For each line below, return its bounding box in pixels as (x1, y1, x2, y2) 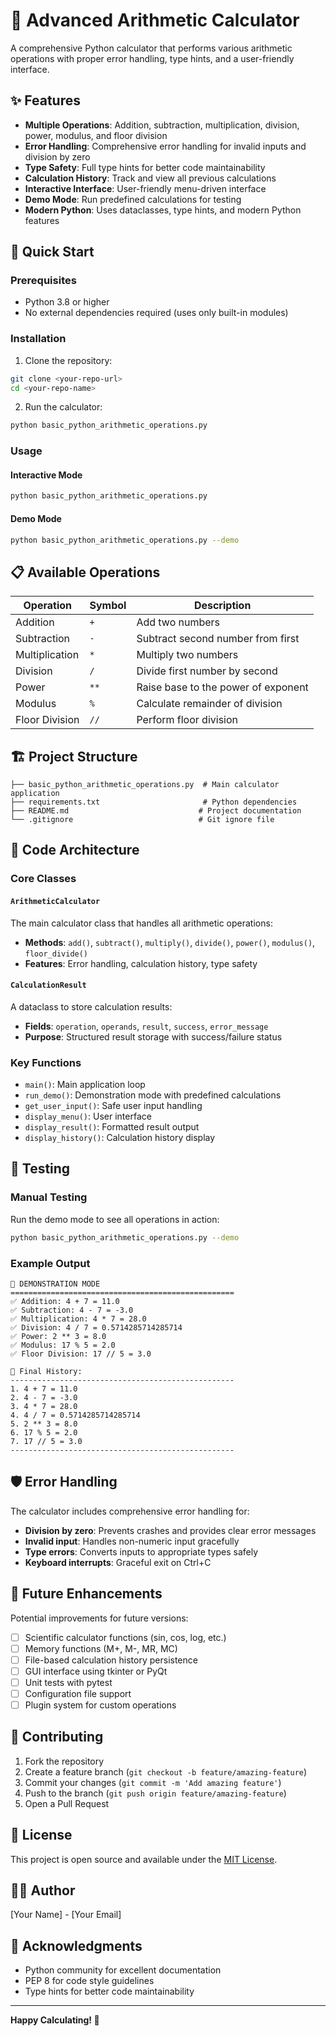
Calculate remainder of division (136, 697, 283, 711)
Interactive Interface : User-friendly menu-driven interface (24, 182, 267, 194)
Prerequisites (10, 274, 77, 288)
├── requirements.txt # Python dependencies (10, 797, 298, 808)
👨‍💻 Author (10, 1882, 76, 1899)
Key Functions (10, 1055, 82, 1069)
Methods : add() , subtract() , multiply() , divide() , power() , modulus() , (24, 936, 316, 948)
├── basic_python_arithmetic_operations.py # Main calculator (10, 780, 280, 790)
